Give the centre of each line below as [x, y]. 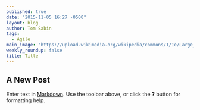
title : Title [22, 56]
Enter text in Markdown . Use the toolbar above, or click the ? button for [93, 94]
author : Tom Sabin [29, 28]
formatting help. [26, 100]
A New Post [28, 80]
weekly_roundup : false [34, 51]
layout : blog [22, 23]
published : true [26, 12]
